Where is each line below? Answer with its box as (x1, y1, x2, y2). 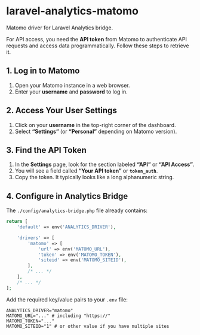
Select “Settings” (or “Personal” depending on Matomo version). (14, 128, 177, 135)
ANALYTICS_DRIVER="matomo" (6, 307, 73, 313)
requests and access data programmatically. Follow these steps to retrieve (6, 42, 189, 49)
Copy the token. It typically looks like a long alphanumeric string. (14, 174, 174, 181)
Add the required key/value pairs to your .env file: (6, 295, 128, 303)
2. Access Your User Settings (6, 105, 118, 116)
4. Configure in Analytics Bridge (6, 191, 128, 201)
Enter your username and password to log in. (14, 88, 128, 95)
